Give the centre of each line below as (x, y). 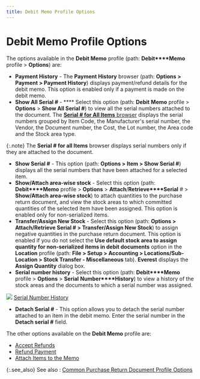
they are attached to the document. (50, 152)
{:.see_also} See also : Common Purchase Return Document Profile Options (99, 369)
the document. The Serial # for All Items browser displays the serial (99, 114)
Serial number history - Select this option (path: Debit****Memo (97, 272)
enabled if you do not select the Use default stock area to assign (96, 240)
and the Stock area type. (45, 134)
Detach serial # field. (41, 322)
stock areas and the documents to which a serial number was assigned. (104, 285)
